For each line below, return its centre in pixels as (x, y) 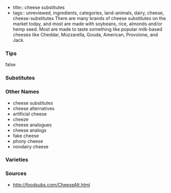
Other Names (22, 92)
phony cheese (28, 141)
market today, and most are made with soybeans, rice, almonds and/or (88, 24)
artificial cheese (30, 114)
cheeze (21, 119)
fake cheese (26, 136)
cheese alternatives (34, 108)
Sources (16, 173)
